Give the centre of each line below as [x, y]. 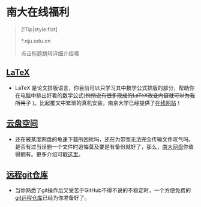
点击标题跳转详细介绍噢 [50, 53]
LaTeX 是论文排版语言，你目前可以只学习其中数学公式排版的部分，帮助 [102, 88]
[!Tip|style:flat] [39, 29]
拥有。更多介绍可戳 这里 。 [52, 154]
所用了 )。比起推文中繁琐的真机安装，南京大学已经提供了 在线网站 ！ [98, 103]
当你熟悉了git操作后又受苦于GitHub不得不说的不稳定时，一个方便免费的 [103, 190]
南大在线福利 [38, 12]
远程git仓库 [27, 175]
